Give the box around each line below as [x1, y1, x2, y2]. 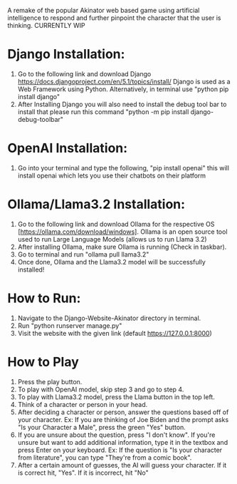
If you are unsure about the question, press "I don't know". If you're [17, 431, 216, 439]
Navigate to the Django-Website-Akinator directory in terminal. [17, 314, 201, 322]
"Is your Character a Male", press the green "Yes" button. [17, 423, 186, 431]
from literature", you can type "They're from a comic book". [17, 453, 192, 462]
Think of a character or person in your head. [17, 400, 148, 408]
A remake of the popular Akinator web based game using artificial [7, 6, 200, 14]
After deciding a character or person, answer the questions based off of [17, 408, 229, 416]
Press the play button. [17, 377, 83, 386]
